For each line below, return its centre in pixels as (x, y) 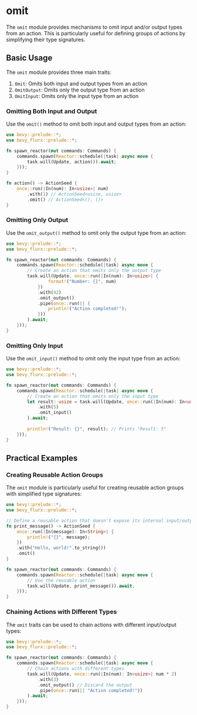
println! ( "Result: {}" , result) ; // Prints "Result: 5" (97, 429)
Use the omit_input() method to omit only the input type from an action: (93, 359)
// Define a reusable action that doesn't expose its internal (85, 521)
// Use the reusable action (61, 580)
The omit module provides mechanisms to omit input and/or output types (94, 27)
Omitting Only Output (37, 220)
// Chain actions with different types (76, 669)
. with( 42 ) (49, 292)
